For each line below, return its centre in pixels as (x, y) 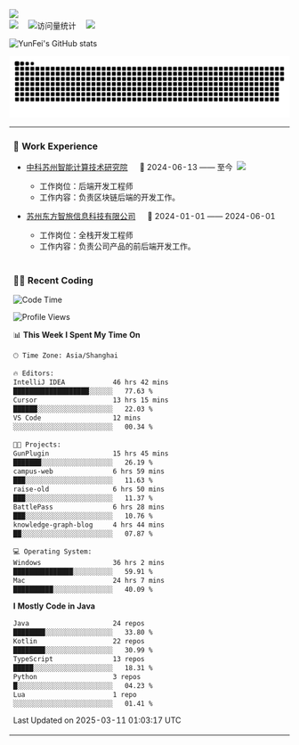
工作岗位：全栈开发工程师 (86, 234)
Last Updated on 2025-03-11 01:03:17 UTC (97, 720)
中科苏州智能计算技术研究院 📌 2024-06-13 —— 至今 (129, 167)
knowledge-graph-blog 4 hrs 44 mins (89, 525)
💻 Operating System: (53, 552)
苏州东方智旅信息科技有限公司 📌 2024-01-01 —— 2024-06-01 (151, 216)
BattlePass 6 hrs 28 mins (89, 507)
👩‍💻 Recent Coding (53, 280)
